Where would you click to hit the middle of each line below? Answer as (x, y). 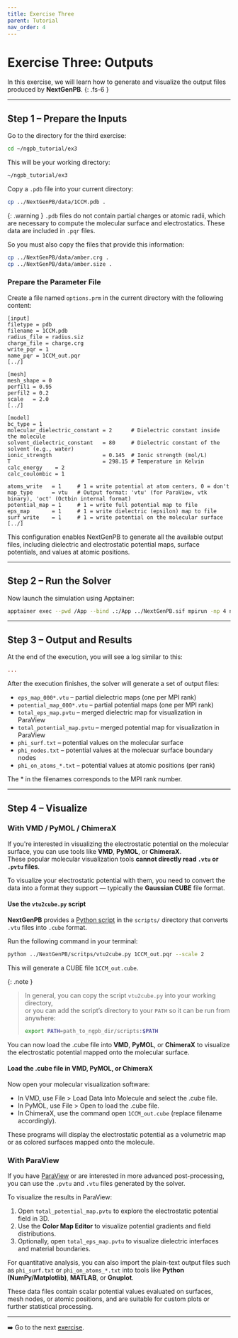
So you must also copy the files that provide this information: (96, 244)
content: (19, 305)
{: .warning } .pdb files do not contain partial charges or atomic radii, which (117, 215)
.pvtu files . (24, 866)
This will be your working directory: (59, 162)
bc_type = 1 (25, 424)
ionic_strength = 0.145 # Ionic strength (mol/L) (107, 455)
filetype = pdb (30, 324)
